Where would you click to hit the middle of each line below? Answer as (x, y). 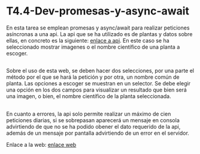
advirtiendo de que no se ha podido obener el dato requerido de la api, (93, 126)
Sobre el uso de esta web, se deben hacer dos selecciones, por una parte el (100, 71)
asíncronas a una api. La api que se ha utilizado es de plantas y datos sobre (99, 34)
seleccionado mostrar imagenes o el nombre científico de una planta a (93, 47)
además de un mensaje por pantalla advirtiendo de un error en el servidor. (98, 133)
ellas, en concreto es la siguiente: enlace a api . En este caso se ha (88, 40)
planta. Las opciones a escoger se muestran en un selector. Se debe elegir (99, 84)
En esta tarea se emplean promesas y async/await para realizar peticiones (98, 28)
